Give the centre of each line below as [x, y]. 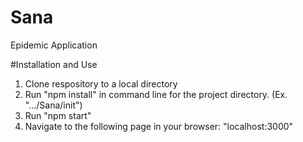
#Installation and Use [54, 64]
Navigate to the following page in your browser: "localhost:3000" [159, 126]
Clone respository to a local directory [101, 83]
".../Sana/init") [53, 105]
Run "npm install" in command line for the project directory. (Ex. [156, 94]
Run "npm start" [58, 115]
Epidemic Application [54, 45]
